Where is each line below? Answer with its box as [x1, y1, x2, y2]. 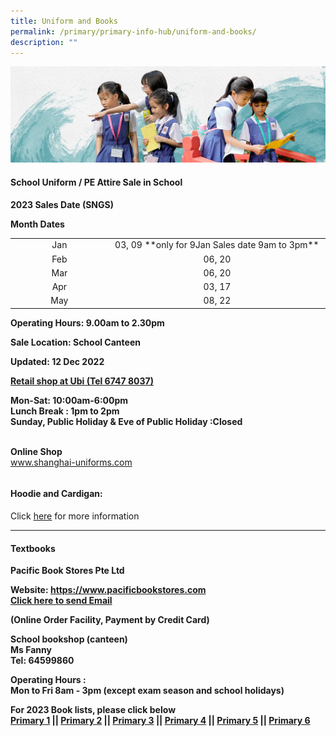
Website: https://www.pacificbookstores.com [10, 584, 207, 596]
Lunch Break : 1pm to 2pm [10, 405, 120, 417]
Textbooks [10, 542, 56, 554]
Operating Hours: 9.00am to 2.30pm [10, 316, 165, 329]
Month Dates [10, 218, 65, 230]
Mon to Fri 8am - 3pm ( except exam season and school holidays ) [10, 685, 285, 697]
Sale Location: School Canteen [10, 336, 141, 348]
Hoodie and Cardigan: [10, 488, 103, 500]
